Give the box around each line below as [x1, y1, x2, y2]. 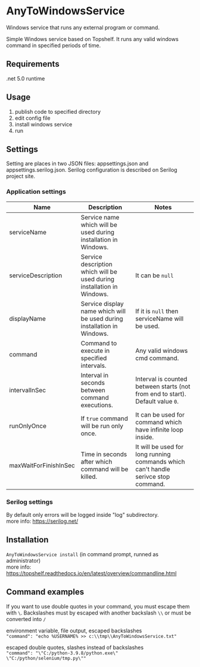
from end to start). [135, 389, 186, 398]
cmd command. [135, 353, 179, 362]
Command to [80, 339, 117, 347]
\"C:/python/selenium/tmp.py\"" [6, 655, 86, 661]
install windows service [14, 120, 73, 128]
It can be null [135, 271, 174, 280]
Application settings [6, 188, 67, 196]
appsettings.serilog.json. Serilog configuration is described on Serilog [6, 166, 177, 173]
